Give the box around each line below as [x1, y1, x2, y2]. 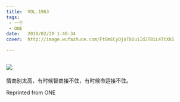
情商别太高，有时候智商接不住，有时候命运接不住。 [6, 77, 132, 84]
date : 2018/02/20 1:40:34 [6, 31, 76, 37]
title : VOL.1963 [6, 8, 49, 15]
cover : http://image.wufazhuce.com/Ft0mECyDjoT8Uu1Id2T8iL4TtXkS [6, 36, 175, 42]
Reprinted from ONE [6, 89, 56, 96]
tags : [6, 14, 20, 20]
